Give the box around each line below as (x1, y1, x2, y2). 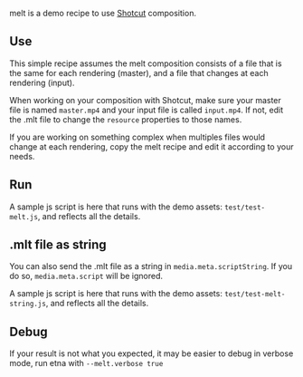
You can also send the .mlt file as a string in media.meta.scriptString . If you (9, 261, 292, 272)
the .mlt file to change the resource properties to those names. (9, 113, 242, 125)
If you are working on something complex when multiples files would (9, 131, 265, 142)
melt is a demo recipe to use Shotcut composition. (9, 8, 197, 18)
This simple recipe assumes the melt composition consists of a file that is (9, 58, 282, 69)
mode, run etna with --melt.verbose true (9, 358, 164, 369)
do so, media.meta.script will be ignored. (9, 271, 163, 282)
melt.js (9, 212, 39, 221)
